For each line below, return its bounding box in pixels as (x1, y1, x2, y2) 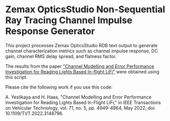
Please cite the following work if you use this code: (5, 84, 113, 90)
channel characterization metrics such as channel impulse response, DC (5, 48, 158, 54)
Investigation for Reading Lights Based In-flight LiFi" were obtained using (5, 68, 160, 75)
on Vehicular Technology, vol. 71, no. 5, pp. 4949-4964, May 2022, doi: (5, 105, 156, 111)
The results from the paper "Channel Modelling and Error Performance (5, 63, 155, 69)
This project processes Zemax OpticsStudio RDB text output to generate (5, 42, 158, 48)
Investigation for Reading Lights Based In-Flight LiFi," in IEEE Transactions (5, 99, 161, 106)
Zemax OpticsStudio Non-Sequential (5, 4, 165, 15)
